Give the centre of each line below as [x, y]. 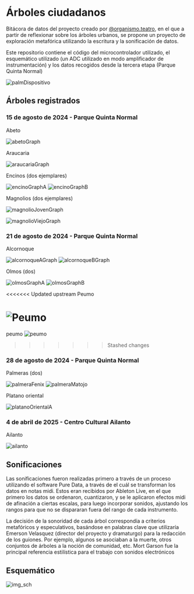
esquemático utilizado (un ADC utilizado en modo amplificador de [85, 58]
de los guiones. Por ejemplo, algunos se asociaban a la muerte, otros [89, 540]
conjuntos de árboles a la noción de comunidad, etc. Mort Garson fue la [92, 546]
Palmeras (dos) [24, 373]
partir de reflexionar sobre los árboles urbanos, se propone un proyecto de [96, 34]
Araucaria [18, 153]
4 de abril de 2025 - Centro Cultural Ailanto [68, 422]
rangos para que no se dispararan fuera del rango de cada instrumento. [92, 510]
